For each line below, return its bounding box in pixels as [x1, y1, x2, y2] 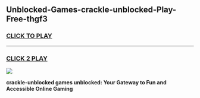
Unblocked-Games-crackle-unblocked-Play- [6, 5, 177, 15]
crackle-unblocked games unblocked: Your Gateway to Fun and [6, 78, 167, 86]
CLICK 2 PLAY [6, 54, 48, 62]
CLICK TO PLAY [6, 32, 52, 40]
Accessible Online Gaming [6, 85, 73, 92]
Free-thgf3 [6, 14, 48, 24]
